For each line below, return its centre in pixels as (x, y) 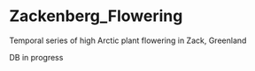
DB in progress (36, 57)
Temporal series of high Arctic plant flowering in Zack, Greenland (128, 40)
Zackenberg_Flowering (96, 16)
